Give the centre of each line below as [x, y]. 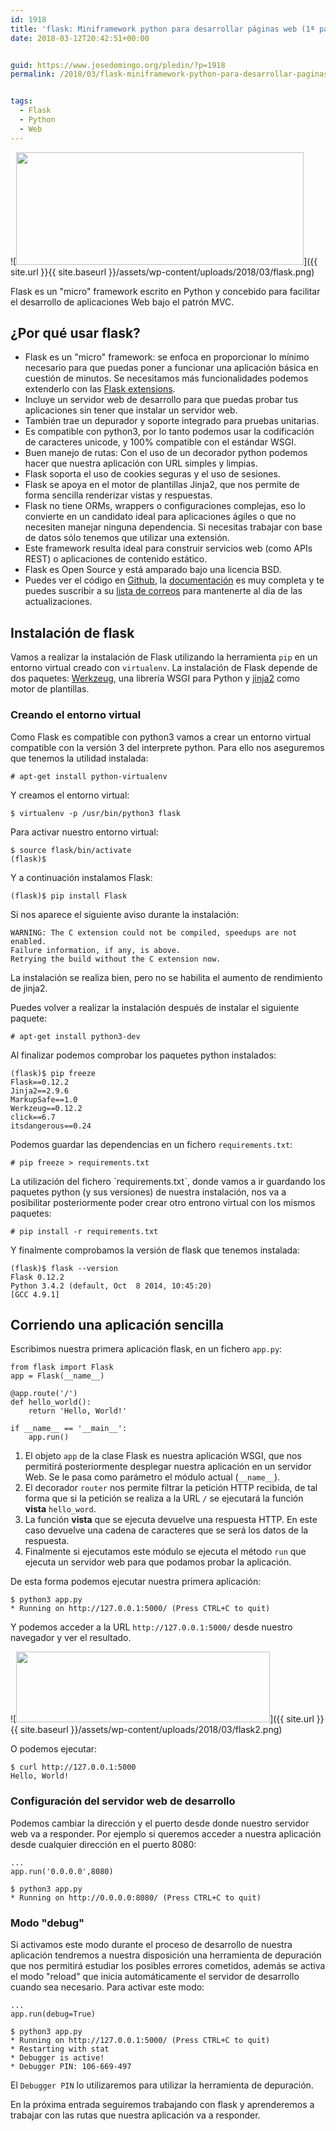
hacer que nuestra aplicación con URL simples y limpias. [141, 463]
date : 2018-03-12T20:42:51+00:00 [80, 38]
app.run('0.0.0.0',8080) [62, 1871]
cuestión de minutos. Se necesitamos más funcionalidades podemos [166, 378]
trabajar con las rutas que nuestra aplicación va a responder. [135, 2115]
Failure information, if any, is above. [96, 950]
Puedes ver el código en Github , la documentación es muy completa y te [174, 580]
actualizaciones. [58, 602]
